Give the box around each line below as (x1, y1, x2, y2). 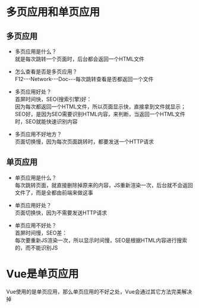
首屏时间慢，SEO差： (14, 229, 67, 236)
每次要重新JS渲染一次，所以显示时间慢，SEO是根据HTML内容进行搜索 (14, 237, 187, 244)
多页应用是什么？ (14, 48, 57, 55)
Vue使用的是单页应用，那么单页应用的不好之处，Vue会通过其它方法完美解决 (6, 288, 192, 295)
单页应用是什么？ (14, 174, 57, 181)
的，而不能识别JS (14, 244, 58, 251)
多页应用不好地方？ (14, 130, 62, 138)
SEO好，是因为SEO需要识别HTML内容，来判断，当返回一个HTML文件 (14, 111, 186, 117)
